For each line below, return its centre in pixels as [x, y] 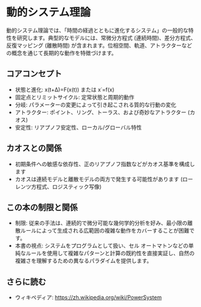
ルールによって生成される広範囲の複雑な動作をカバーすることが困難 [105, 231]
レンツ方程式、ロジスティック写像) [58, 186]
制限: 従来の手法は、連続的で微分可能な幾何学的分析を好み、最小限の [101, 223]
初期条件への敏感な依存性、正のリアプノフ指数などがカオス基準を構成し [105, 164]
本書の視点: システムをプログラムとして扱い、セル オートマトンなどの [102, 246]
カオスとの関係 [34, 148]
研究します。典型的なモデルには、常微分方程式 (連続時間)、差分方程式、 [106, 37]
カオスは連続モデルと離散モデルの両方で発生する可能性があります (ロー [104, 179]
